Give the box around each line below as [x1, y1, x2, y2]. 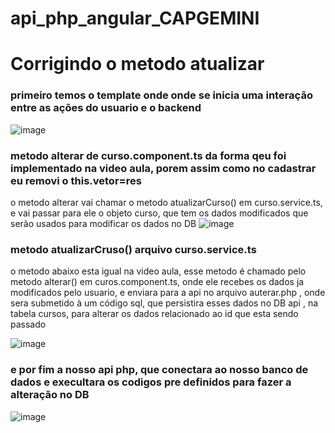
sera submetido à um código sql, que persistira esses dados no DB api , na [10, 297, 319, 309]
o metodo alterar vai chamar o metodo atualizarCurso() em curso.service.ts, [10, 196, 323, 208]
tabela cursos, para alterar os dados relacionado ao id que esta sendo [10, 308, 299, 320]
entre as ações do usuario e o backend [10, 101, 202, 115]
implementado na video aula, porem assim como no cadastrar [10, 161, 317, 175]
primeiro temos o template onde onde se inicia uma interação [10, 88, 313, 102]
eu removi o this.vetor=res [10, 173, 142, 187]
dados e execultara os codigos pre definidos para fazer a [10, 375, 292, 389]
